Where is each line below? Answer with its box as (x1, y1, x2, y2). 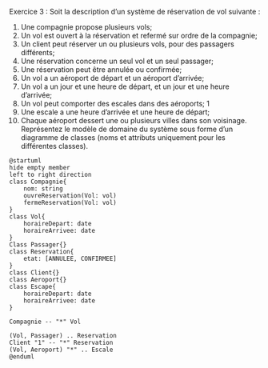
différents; (20, 48, 55, 57)
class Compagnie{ (9, 178, 67, 186)
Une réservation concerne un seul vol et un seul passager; (20, 56, 214, 66)
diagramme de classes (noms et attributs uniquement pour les (20, 133, 226, 142)
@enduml (9, 353, 35, 361)
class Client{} (9, 269, 60, 277)
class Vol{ (9, 213, 46, 221)
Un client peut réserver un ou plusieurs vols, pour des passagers (20, 39, 234, 49)
